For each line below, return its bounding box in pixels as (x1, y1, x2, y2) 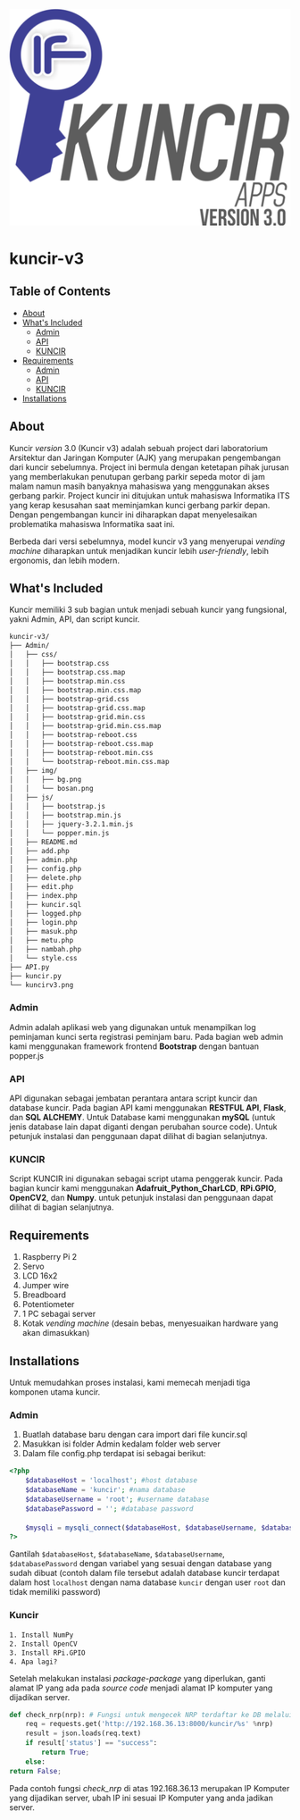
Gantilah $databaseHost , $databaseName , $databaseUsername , (9, 1548, 225, 1559)
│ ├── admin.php (9, 856, 78, 865)
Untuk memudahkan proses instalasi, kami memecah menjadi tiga (9, 1377, 251, 1388)
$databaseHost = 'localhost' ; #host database (25, 1476, 198, 1485)
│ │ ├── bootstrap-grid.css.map (9, 704, 146, 713)
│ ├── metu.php (9, 936, 74, 945)
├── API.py (9, 963, 50, 972)
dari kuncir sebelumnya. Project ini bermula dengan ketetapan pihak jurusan (9, 461, 289, 473)
